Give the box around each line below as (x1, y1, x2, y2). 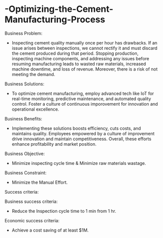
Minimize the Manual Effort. (11, 179, 68, 185)
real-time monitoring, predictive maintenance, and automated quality (11, 95, 151, 102)
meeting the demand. (11, 71, 55, 77)
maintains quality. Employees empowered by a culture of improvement (11, 130, 155, 136)
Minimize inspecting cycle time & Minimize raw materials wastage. (11, 160, 146, 166)
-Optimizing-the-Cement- (4, 3, 114, 15)
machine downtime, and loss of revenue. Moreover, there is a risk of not (11, 66, 158, 72)
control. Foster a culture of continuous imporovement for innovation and (11, 101, 158, 107)
